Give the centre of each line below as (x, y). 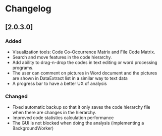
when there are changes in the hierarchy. (54, 113)
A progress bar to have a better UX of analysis (59, 83)
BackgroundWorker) (33, 128)
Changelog (28, 9)
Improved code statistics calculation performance (63, 118)
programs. (23, 68)
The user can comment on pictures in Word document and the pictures (85, 73)
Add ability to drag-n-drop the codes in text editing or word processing (85, 62)
